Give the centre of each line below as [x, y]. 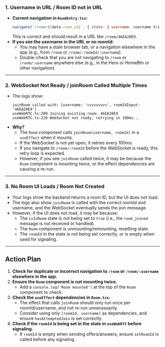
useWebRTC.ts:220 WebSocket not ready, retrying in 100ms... [76, 118]
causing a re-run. [37, 169]
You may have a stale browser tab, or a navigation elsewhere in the [87, 47]
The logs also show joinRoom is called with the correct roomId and [79, 202]
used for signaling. [38, 239]
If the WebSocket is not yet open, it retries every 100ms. [76, 143]
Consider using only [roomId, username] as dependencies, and [83, 313]
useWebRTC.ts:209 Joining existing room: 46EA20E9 [65, 114]
